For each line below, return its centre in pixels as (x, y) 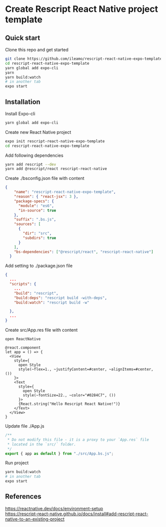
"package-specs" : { (34, 201)
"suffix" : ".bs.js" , (35, 220)
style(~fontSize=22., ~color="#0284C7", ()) (69, 395)
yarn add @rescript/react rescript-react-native (56, 169)
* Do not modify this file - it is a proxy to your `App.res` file (78, 439)
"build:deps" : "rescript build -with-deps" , (61, 298)
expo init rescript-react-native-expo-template (55, 141)
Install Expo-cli (20, 113)
